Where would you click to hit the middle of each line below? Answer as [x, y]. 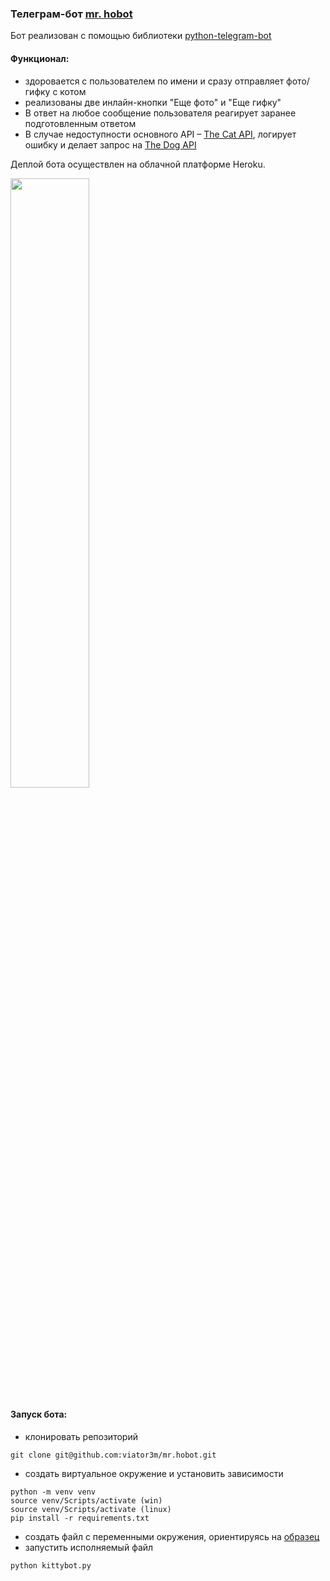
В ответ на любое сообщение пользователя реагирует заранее [160, 113]
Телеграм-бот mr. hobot [71, 14]
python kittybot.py [51, 1565]
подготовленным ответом [80, 123]
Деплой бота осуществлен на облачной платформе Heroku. [138, 164]
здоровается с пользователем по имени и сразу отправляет [154, 81]
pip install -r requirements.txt [80, 1518]
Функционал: [40, 58]
